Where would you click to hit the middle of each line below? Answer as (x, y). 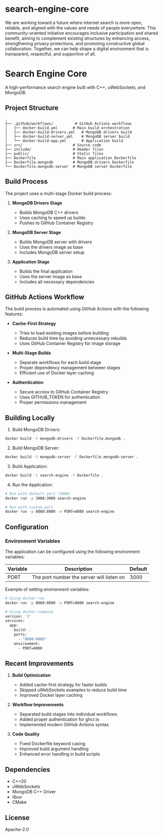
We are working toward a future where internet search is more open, (74, 23)
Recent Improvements (40, 663)
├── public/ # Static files (54, 154)
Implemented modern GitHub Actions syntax (64, 725)
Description (79, 569)
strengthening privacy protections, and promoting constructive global (75, 43)
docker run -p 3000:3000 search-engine (46, 498)
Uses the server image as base (51, 276)
